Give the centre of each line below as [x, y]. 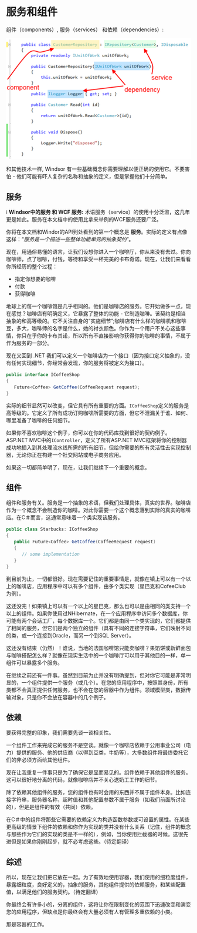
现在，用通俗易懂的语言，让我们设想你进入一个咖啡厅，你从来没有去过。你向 [98, 252]
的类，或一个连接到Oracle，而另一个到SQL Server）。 [70, 635]
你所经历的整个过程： [32, 267]
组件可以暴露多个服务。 [34, 662]
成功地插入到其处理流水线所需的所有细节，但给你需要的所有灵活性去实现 [93, 447]
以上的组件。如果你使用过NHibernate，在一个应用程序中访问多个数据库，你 [97, 613]
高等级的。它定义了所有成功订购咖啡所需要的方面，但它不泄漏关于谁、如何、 [98, 413]
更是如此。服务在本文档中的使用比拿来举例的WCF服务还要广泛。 [84, 220]
